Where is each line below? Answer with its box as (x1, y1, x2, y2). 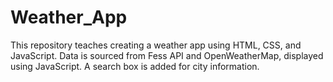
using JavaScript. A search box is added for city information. (10, 60, 260, 72)
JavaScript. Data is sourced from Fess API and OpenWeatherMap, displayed (10, 49, 324, 61)
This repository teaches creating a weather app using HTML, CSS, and (10, 39, 302, 51)
